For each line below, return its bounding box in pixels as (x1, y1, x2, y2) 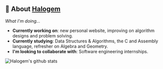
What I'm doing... (5, 18, 41, 24)
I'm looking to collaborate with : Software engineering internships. (12, 48, 149, 54)
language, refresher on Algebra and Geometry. (12, 43, 108, 49)
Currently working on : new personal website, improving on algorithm (12, 28, 155, 34)
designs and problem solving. (12, 33, 73, 38)
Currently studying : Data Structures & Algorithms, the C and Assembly (12, 38, 159, 44)
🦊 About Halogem (5, 5, 61, 13)
